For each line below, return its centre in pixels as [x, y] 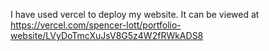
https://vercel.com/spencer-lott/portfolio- [96, 25]
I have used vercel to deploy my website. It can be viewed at [135, 14]
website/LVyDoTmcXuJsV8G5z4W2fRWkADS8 [107, 35]
